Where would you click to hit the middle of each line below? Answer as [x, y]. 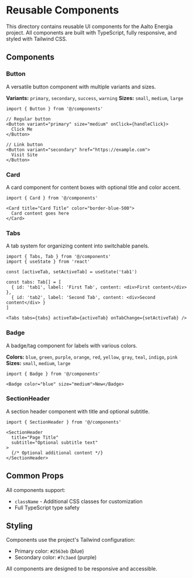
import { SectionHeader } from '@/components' [64, 422]
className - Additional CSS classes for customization [78, 501]
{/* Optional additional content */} [57, 453]
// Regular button [28, 119]
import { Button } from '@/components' [55, 109]
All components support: [36, 490]
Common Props [35, 476]
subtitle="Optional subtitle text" [55, 442]
